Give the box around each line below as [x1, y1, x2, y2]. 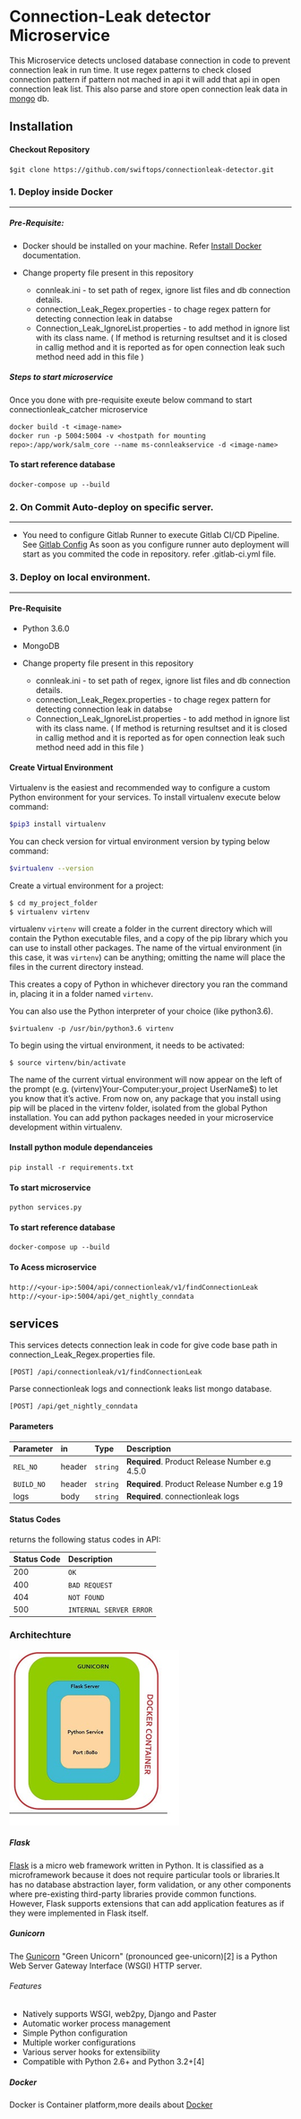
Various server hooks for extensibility [21, 2046, 160, 2057]
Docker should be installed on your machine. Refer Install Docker [21, 240, 262, 251]
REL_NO [13, 1463, 38, 1472]
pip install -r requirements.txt [9, 1163, 134, 1172]
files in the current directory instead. [9, 961, 144, 972]
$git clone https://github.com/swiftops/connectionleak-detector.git [9, 165, 275, 174]
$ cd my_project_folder [9, 898, 99, 907]
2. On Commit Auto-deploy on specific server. [9, 500, 214, 513]
